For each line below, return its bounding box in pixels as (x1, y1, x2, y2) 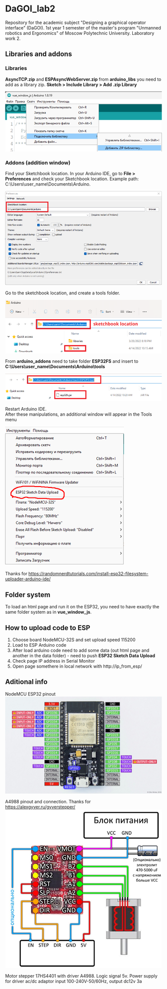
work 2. (5, 35, 21, 41)
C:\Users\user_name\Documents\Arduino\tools (5, 364, 105, 370)
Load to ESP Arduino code (12, 642, 67, 648)
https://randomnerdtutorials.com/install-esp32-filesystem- (28, 571, 149, 577)
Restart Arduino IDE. (5, 406, 47, 412)
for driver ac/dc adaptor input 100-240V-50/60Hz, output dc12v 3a (5, 979, 142, 985)
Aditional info (5, 678, 48, 686)
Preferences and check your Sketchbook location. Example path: (5, 176, 139, 182)
